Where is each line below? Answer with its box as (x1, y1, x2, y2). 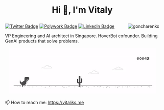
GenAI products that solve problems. (5, 38, 79, 44)
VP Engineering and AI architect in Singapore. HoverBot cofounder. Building (5, 33, 158, 39)
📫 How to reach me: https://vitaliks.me (5, 100, 84, 106)
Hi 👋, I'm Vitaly (51, 4, 113, 16)
